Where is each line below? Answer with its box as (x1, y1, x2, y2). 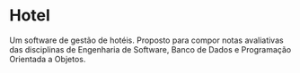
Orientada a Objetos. (9, 53, 86, 64)
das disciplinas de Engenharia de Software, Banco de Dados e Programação (9, 44, 292, 54)
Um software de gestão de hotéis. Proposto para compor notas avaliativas (9, 35, 285, 45)
